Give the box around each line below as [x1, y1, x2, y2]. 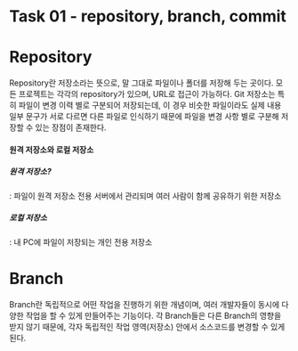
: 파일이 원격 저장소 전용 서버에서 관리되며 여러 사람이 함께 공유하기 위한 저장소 [9, 190, 282, 201]
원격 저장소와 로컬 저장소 [9, 144, 94, 155]
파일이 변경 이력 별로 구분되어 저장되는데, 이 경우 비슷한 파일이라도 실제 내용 [18, 100, 282, 110]
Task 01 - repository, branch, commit [9, 6, 287, 27]
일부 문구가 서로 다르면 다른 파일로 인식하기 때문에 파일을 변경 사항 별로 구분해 [9, 111, 280, 122]
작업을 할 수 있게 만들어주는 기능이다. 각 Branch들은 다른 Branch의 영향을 [25, 310, 282, 321]
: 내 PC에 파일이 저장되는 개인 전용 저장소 [9, 236, 153, 247]
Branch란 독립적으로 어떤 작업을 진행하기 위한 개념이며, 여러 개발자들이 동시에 [9, 298, 280, 309]
